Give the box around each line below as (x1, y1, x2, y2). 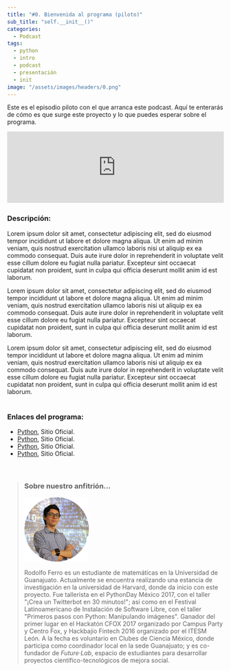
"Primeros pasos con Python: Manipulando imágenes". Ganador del (23, 613, 215, 621)
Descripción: (7, 214, 52, 223)
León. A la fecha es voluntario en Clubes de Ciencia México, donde (23, 635, 214, 643)
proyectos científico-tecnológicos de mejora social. (23, 657, 170, 665)
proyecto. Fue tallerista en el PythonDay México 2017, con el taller (23, 591, 211, 599)
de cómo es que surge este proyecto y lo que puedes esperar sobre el (7, 111, 207, 119)
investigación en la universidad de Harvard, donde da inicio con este (23, 583, 219, 591)
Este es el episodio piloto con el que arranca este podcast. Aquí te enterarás (7, 103, 223, 111)
